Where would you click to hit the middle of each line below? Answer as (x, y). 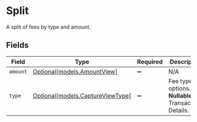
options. (180, 88)
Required (150, 61)
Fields (18, 45)
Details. (179, 110)
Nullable (180, 96)
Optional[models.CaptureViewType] (82, 96)
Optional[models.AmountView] (75, 71)
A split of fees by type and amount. (48, 27)
